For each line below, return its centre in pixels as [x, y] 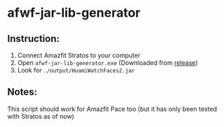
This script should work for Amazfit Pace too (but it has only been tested [112, 109]
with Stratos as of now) [41, 116]
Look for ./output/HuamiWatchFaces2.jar [76, 70]
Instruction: [33, 39]
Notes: [22, 92]
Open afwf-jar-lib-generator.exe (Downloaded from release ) [107, 63]
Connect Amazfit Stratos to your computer [79, 55]
